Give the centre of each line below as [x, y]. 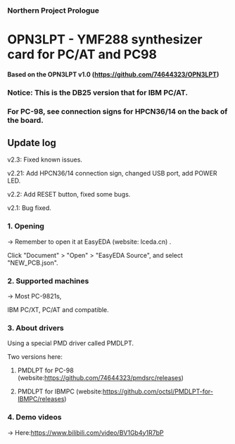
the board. [25, 120]
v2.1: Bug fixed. [29, 208]
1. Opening [26, 226]
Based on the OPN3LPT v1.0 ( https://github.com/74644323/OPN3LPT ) [113, 74]
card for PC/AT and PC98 [82, 54]
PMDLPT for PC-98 [45, 370]
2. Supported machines [48, 281]
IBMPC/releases [41, 399]
